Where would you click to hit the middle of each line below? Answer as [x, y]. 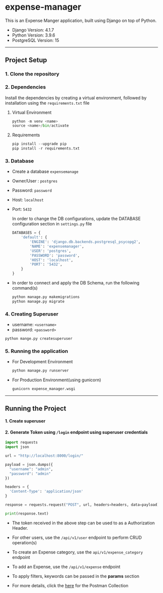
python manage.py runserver [40, 371]
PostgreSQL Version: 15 [36, 40]
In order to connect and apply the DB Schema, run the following [76, 283]
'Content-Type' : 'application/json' [46, 491]
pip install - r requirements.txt [46, 148]
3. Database [19, 161]
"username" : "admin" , [31, 469]
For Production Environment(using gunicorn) [57, 380]
